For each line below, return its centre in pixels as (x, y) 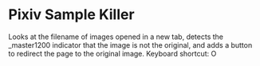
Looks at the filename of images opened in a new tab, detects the (116, 37)
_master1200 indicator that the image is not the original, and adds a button (130, 45)
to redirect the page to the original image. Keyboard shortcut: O (112, 53)
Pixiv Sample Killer (71, 15)
